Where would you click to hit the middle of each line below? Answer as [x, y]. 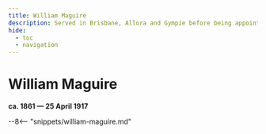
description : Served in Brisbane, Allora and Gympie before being [120, 23]
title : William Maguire [47, 15]
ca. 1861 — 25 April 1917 [48, 106]
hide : [17, 30]
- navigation [37, 45]
